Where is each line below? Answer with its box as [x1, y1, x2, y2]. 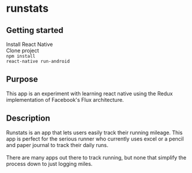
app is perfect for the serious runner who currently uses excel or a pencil [6, 135, 184, 142]
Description [6, 114, 50, 124]
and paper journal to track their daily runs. [6, 141, 109, 148]
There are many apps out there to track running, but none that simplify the [6, 154, 187, 161]
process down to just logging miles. [6, 160, 93, 167]
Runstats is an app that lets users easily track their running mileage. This [6, 129, 183, 136]
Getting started [6, 25, 64, 35]
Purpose [6, 74, 38, 84]
